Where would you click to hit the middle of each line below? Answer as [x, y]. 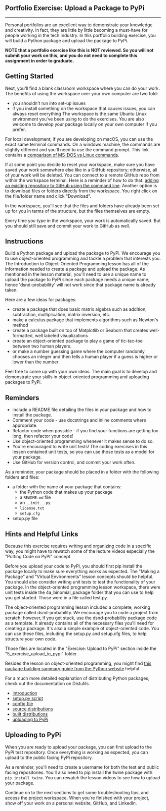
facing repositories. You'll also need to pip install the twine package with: [80, 772]
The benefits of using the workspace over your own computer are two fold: [82, 93]
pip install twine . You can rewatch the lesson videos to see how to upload [83, 777]
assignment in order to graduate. [40, 60]
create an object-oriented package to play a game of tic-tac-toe [78, 341]
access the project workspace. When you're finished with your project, [77, 798]
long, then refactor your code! [43, 436]
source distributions [33, 709]
